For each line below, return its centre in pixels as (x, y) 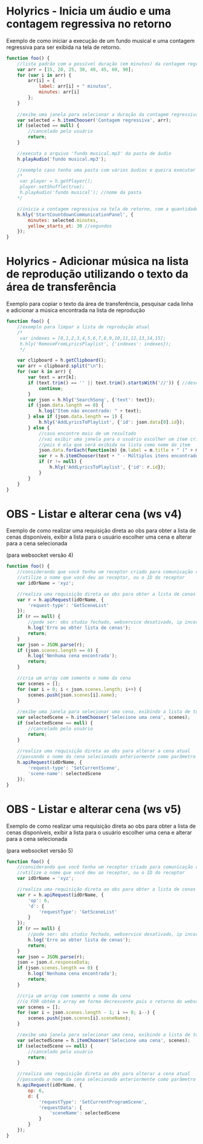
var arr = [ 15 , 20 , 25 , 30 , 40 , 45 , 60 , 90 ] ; (76, 70)
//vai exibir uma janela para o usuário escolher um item (113, 439)
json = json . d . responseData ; (54, 963)
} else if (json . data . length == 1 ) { (75, 417)
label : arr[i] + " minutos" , (75, 86)
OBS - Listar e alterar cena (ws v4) (94, 514)
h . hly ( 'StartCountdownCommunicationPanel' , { (76, 215)
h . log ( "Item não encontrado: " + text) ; (90, 411)
